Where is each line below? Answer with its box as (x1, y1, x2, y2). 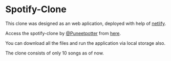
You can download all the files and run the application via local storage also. (5, 40, 165, 46)
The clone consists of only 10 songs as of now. (5, 50, 104, 56)
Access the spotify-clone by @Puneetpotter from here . (5, 30, 121, 36)
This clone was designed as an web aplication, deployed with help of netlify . (5, 20, 166, 26)
